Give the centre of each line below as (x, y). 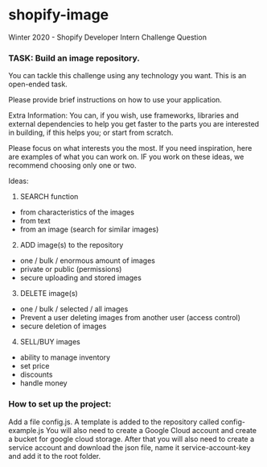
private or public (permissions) (71, 269)
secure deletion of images (63, 326)
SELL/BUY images (50, 342)
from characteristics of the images (77, 212)
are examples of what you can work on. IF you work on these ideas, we (126, 157)
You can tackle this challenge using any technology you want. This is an (127, 76)
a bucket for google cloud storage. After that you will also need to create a (131, 439)
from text (35, 221)
